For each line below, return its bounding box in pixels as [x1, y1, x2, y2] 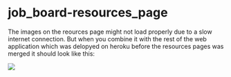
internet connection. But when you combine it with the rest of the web [8, 34, 207, 43]
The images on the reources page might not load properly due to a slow [8, 27, 213, 36]
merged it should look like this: [8, 49, 95, 58]
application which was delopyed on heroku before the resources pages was [8, 42, 224, 50]
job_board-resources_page [8, 5, 168, 21]
